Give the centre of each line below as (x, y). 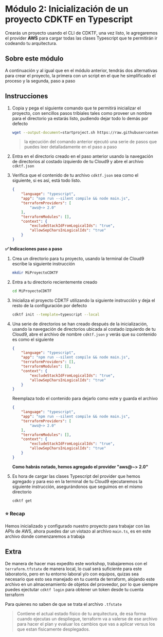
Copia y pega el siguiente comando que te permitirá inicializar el (76, 108)
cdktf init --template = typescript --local (56, 314)
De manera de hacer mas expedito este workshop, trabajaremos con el (76, 563)
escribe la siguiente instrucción (44, 264)
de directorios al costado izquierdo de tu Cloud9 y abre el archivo (78, 162)
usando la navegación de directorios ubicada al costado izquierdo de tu (84, 329)
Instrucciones (27, 96)
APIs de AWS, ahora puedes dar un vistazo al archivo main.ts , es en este (78, 531)
